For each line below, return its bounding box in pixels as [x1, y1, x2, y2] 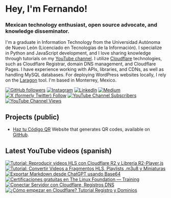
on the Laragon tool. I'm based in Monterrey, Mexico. [5, 77, 117, 83]
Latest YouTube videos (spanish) [5, 146, 112, 155]
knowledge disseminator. [5, 28, 70, 35]
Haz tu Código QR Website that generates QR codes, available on [12, 126, 151, 133]
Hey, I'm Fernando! [5, 3, 88, 15]
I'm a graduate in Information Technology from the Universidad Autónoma [5, 39, 161, 45]
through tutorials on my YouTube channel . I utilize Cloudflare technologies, [5, 56, 162, 62]
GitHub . [12, 132, 29, 138]
